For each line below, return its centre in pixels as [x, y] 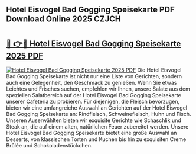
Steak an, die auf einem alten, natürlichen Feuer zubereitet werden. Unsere [97, 126]
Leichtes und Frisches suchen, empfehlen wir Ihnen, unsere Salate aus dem [98, 89]
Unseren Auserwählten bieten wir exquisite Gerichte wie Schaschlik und [94, 120]
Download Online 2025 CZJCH [63, 19]
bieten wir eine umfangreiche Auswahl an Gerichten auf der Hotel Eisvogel [97, 108]
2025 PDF [24, 56]
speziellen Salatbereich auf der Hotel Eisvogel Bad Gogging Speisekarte [94, 95]
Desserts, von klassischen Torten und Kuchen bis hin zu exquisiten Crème [96, 139]
